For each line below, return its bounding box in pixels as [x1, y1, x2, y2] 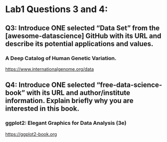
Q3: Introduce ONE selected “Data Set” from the [5, 24, 160, 32]
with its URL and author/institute [26, 88, 130, 97]
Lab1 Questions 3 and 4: [5, 4, 108, 15]
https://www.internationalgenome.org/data [5, 66, 94, 72]
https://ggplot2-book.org [5, 131, 57, 137]
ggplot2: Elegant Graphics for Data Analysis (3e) [5, 120, 127, 127]
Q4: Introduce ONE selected [5, 81, 95, 89]
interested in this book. [5, 105, 80, 113]
